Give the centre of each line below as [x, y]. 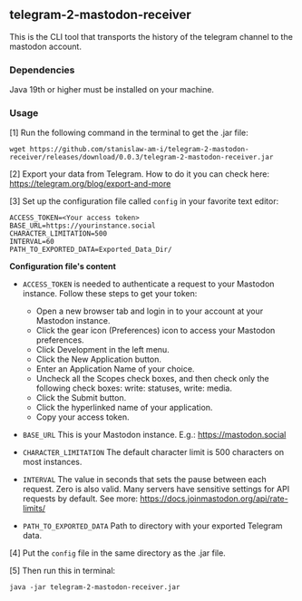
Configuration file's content [63, 267]
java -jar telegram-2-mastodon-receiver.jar [95, 587]
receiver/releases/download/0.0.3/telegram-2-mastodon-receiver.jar [141, 158]
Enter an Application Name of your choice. [115, 369]
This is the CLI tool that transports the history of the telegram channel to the [151, 36]
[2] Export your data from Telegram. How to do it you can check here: [140, 174]
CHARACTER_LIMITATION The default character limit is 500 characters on [153, 452]
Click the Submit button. [81, 398]
